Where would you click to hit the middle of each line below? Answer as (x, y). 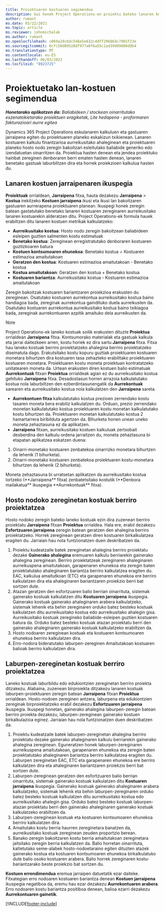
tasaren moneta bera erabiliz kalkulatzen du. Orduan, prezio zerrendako (85, 403)
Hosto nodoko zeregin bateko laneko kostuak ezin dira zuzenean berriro (78, 519)
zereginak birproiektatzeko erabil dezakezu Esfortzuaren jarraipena (74, 704)
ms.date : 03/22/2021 (27, 23)
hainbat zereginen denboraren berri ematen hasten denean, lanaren (73, 158)
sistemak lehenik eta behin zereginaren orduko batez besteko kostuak (82, 607)
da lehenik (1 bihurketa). (37, 454)
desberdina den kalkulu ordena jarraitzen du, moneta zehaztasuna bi (81, 435)
